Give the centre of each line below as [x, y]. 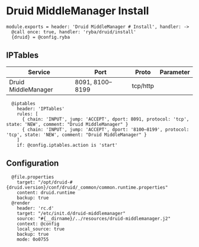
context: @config [38, 224]
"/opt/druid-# [55, 182]
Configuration [33, 164]
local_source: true [41, 229]
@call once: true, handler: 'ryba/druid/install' [74, 32]
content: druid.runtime [46, 192]
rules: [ [28, 114]
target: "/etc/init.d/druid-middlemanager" [71, 213]
